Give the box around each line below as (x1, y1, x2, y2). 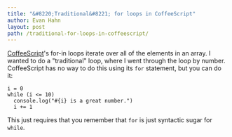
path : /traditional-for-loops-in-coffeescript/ (7, 30, 149, 37)
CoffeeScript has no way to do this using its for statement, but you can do (7, 64, 222, 72)
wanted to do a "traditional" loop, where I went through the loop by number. (7, 57, 226, 65)
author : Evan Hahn (7, 17, 61, 24)
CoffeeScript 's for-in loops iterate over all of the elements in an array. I (7, 49, 211, 58)
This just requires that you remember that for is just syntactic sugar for (7, 116, 212, 124)
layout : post (7, 23, 46, 30)
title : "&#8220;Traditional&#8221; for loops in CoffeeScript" (7, 10, 196, 18)
